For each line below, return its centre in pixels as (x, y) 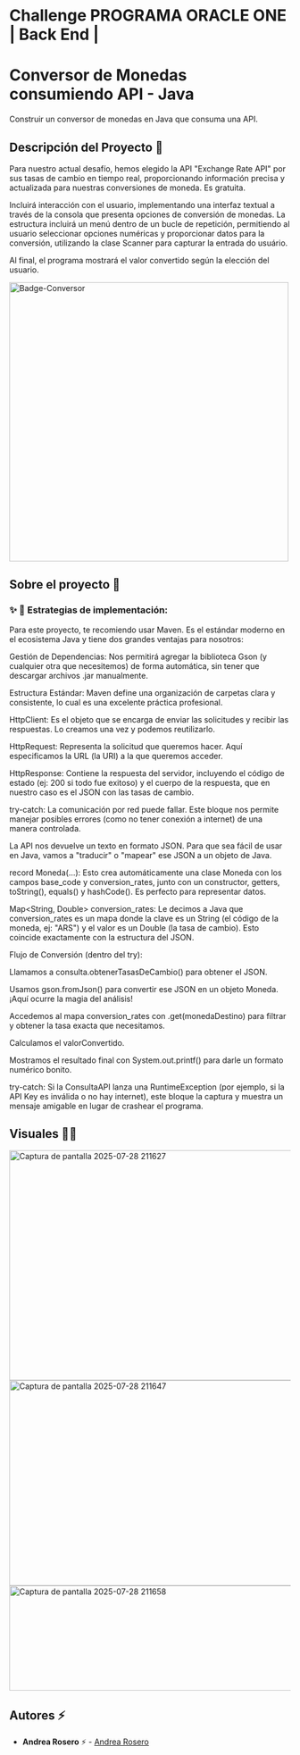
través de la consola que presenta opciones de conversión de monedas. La (147, 214)
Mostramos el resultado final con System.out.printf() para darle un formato (146, 1060)
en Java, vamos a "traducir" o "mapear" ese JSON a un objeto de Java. (141, 855)
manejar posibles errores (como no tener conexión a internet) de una (136, 819)
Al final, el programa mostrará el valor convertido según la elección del (139, 260)
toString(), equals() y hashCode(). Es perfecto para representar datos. (137, 891)
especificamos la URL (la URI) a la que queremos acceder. (116, 756)
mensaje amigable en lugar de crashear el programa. (106, 1106)
